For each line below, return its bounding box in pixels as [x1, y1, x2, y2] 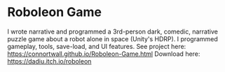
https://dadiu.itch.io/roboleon [7, 57, 92, 65]
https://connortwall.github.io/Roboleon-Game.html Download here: [7, 50, 200, 58]
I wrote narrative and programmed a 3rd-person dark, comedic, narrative [7, 27, 219, 36]
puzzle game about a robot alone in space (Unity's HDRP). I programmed [7, 34, 219, 43]
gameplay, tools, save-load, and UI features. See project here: [7, 42, 186, 50]
